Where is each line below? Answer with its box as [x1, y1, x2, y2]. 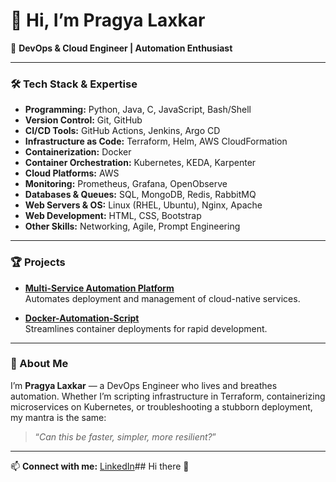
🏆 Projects [10, 255, 66, 269]
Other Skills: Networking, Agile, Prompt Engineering [24, 220, 241, 233]
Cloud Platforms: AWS [24, 167, 120, 179]
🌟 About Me [10, 357, 69, 371]
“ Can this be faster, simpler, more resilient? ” [34, 430, 217, 443]
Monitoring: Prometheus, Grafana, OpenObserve [24, 178, 228, 190]
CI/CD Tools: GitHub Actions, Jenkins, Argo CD [24, 125, 221, 137]
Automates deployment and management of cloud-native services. [24, 292, 301, 304]
